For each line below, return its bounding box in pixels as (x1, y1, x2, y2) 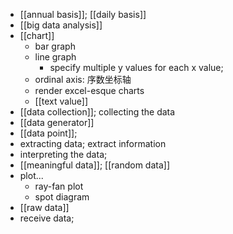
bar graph (34, 40, 76, 52)
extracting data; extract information (19, 138, 167, 149)
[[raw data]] (19, 202, 70, 213)
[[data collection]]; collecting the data (19, 106, 176, 118)
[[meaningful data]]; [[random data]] (19, 159, 170, 171)
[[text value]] (34, 95, 89, 107)
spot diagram (34, 191, 90, 203)
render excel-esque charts (34, 85, 145, 96)
